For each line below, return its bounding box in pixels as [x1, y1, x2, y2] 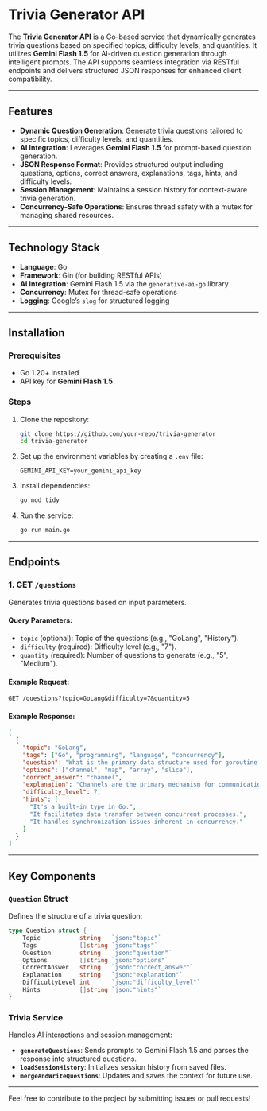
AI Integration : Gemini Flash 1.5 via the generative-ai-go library [19, 278, 229, 288]
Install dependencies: [19, 481, 91, 491]
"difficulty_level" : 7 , [22, 788, 102, 796]
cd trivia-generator [19, 437, 88, 445]
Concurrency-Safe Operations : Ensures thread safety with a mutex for [19, 201, 253, 212]
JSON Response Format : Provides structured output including [19, 159, 224, 169]
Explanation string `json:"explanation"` [22, 971, 183, 979]
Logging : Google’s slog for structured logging [19, 296, 170, 305]
